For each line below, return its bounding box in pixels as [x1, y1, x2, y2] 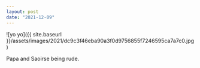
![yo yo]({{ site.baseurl [6, 30, 62, 38]
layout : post [6, 8, 39, 15]
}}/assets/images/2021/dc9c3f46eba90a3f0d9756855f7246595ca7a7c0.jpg [6, 37, 195, 44]
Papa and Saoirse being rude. [6, 55, 80, 62]
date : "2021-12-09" [6, 14, 55, 20]
